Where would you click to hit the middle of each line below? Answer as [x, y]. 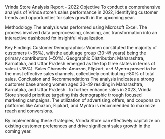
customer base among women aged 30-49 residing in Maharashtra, [74, 84]
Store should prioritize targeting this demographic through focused [74, 95]
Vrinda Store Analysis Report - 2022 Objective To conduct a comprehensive [83, 7]
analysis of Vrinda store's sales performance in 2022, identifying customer [82, 12]
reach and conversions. [29, 111]
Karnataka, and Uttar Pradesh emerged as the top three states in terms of [80, 63]
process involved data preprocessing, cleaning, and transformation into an [81, 33]
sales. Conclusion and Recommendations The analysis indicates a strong [80, 79]
